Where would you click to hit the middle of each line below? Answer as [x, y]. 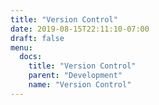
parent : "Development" [75, 76]
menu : [21, 47]
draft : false [37, 38]
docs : [31, 57]
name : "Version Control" [80, 85]
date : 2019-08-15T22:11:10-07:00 [80, 29]
